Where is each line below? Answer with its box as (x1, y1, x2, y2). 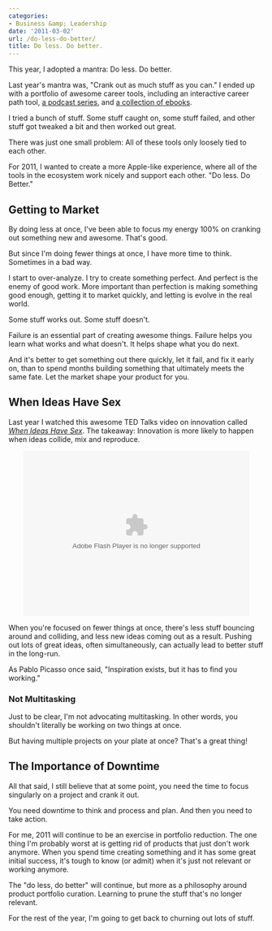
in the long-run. (8, 648, 61, 658)
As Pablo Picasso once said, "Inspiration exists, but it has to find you (8, 664, 238, 674)
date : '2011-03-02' (8, 27, 75, 35)
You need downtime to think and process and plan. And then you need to (8, 805, 253, 815)
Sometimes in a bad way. (8, 257, 93, 266)
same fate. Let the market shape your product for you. (8, 371, 189, 382)
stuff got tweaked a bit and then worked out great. (8, 122, 177, 132)
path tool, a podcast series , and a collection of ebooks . (8, 97, 192, 107)
